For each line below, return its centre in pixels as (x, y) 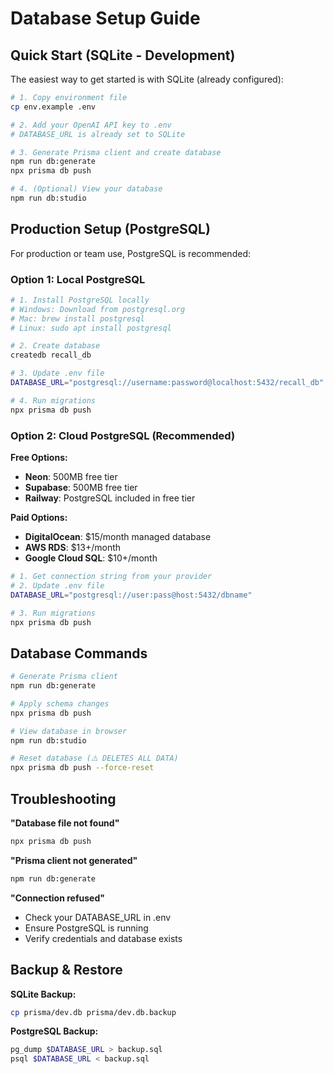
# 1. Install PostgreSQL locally (80, 300)
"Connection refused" (57, 898)
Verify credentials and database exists (103, 938)
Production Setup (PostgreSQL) (110, 229)
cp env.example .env (53, 107)
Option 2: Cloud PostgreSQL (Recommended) (123, 435)
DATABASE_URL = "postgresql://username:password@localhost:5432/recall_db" (167, 383)
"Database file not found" (65, 823)
